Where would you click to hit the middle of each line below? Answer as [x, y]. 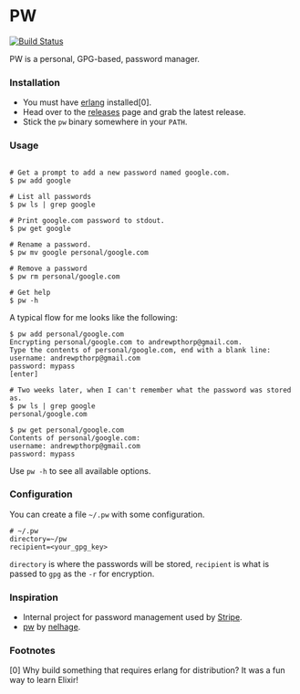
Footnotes [33, 651]
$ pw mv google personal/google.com [79, 252]
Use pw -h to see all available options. [80, 470]
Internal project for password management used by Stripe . [133, 617]
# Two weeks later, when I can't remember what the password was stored [150, 390]
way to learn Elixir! [44, 680]
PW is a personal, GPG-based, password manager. [105, 58]
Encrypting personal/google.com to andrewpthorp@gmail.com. [126, 342]
